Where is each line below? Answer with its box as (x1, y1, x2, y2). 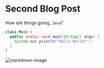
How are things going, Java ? (5, 20, 64, 26)
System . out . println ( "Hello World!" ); (14, 39, 93, 44)
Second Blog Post (5, 3, 80, 15)
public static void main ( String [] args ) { (10, 34, 100, 39)
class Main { (5, 29, 33, 34)
